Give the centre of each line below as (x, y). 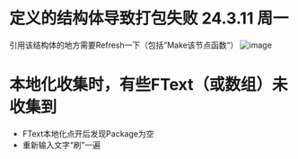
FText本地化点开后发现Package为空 (88, 133)
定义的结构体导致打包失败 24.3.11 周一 (149, 18)
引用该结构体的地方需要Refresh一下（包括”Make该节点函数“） (124, 45)
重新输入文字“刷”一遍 (61, 145)
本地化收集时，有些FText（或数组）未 (149, 85)
